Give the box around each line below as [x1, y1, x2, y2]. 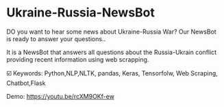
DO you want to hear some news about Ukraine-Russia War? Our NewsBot [6, 27, 216, 36]
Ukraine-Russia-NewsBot [6, 5, 155, 21]
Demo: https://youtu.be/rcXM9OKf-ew [6, 92, 114, 100]
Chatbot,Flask [6, 79, 46, 87]
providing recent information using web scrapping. [6, 55, 149, 63]
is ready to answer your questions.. [6, 34, 106, 43]
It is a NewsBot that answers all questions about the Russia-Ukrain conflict [6, 48, 217, 56]
